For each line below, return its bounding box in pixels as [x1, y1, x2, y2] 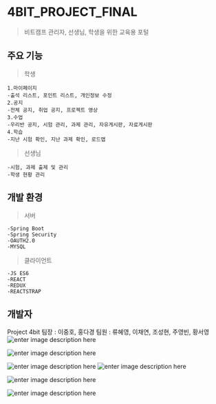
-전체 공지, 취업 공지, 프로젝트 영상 [7, 106, 98, 114]
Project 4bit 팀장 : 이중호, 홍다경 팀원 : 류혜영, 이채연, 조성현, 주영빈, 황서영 [7, 328, 210, 336]
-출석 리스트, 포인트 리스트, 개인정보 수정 [7, 92, 112, 99]
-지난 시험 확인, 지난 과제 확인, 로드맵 [7, 136, 106, 143]
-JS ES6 [7, 270, 30, 276]
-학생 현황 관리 [7, 171, 45, 178]
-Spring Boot [7, 225, 45, 232]
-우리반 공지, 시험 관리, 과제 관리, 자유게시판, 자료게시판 [7, 121, 153, 128]
